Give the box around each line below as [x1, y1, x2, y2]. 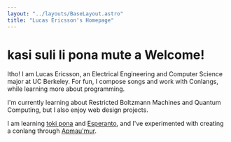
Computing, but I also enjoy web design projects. [7, 106, 148, 114]
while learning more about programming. [7, 85, 125, 93]
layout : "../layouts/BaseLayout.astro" [7, 10, 124, 17]
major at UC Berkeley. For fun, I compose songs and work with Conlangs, [7, 78, 219, 86]
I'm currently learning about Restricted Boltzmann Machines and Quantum [7, 99, 222, 107]
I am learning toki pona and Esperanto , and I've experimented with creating [7, 120, 224, 128]
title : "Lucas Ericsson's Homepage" [7, 17, 114, 24]
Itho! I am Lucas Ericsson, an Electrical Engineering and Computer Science [7, 70, 223, 78]
